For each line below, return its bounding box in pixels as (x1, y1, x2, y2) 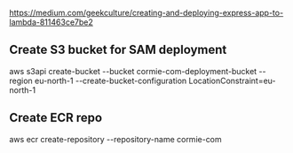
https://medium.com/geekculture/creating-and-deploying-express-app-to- (9, 8, 284, 18)
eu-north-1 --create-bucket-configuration (34, 75, 187, 86)
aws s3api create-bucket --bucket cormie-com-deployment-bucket (9, 65, 257, 76)
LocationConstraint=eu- (188, 75, 277, 86)
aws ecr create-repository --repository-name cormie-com (9, 134, 222, 144)
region (9, 75, 33, 86)
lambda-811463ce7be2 (9, 17, 93, 27)
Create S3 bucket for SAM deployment (9, 42, 227, 57)
